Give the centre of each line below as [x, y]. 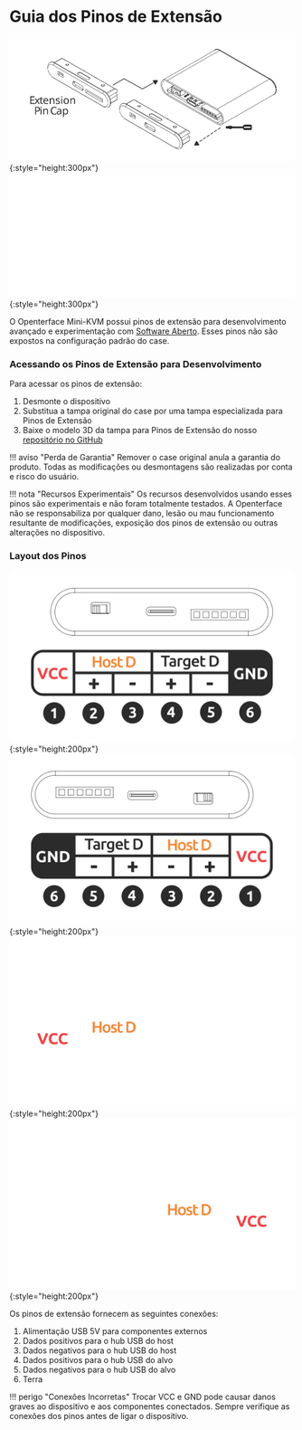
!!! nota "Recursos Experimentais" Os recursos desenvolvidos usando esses [151, 494]
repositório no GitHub [62, 440]
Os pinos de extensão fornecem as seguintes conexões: [114, 1313]
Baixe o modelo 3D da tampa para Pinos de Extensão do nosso [140, 431]
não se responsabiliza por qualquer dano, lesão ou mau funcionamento [142, 514]
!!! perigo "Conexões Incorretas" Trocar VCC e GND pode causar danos [142, 1397]
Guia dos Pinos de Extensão [116, 17]
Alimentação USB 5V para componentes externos [115, 1331]
